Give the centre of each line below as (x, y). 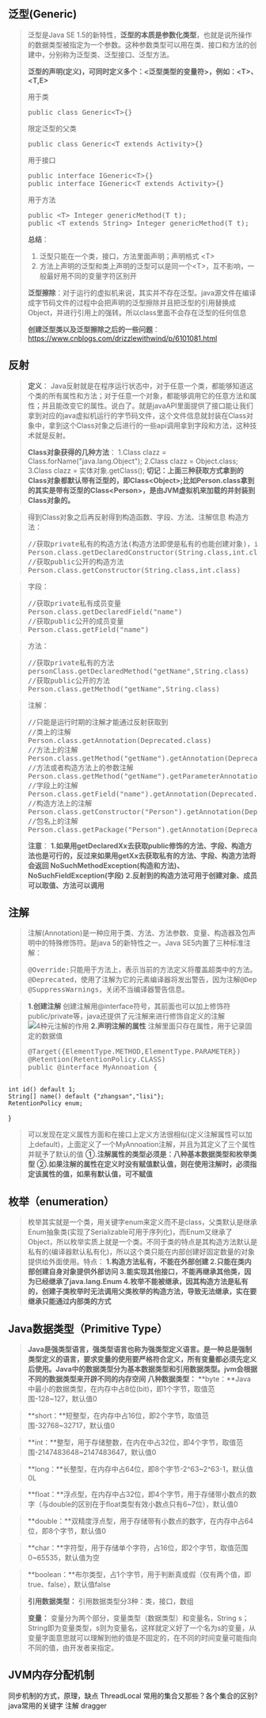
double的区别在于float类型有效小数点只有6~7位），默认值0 (144, 1504)
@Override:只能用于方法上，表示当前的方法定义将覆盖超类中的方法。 (142, 970)
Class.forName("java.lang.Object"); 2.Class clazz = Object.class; (133, 461)
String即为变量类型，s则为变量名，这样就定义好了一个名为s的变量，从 (141, 1628)
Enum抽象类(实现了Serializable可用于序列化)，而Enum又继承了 (130, 1232)
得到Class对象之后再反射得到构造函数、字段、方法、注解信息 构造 (135, 516)
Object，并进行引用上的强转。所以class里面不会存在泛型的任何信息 (137, 312)
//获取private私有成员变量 (74, 603)
